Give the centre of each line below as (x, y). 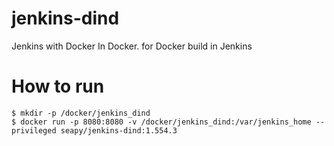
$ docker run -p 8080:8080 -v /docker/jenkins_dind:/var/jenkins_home (161, 122)
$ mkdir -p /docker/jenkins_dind (81, 113)
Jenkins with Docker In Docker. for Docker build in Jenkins (132, 46)
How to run (58, 86)
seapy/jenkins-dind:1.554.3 (119, 130)
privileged (34, 130)
